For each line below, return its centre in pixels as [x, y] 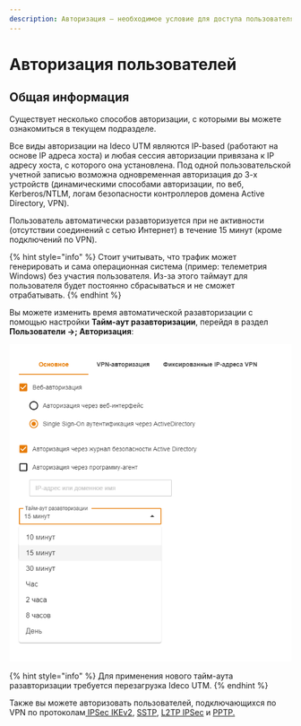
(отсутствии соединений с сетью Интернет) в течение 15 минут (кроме [146, 229]
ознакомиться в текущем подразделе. [83, 128]
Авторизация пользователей [123, 64]
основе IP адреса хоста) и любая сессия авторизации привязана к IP [142, 155]
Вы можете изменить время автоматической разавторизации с [131, 312]
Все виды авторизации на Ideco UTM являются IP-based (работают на [144, 146]
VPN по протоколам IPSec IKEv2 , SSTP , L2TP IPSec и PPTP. [122, 713]
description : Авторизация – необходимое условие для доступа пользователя [152, 19]
